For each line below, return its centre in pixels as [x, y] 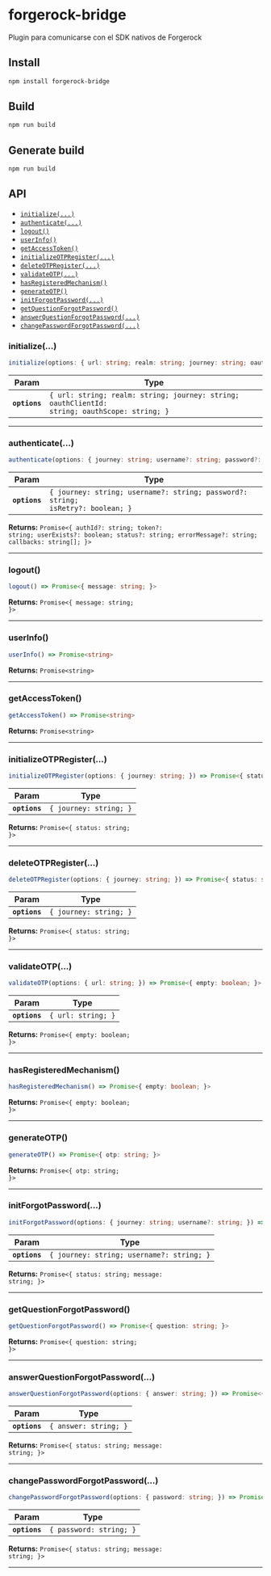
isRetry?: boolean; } [91, 508]
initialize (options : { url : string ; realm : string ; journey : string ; [128, 363]
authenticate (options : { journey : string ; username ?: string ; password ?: [135, 460]
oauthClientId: [78, 403]
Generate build [46, 150]
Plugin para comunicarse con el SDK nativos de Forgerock [105, 37]
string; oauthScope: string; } [109, 411]
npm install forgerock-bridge [59, 81]
